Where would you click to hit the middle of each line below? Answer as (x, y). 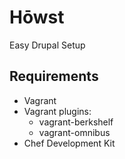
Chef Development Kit (69, 143)
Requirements (54, 76)
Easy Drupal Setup (47, 45)
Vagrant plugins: (57, 111)
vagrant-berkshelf (76, 122)
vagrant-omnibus (74, 132)
